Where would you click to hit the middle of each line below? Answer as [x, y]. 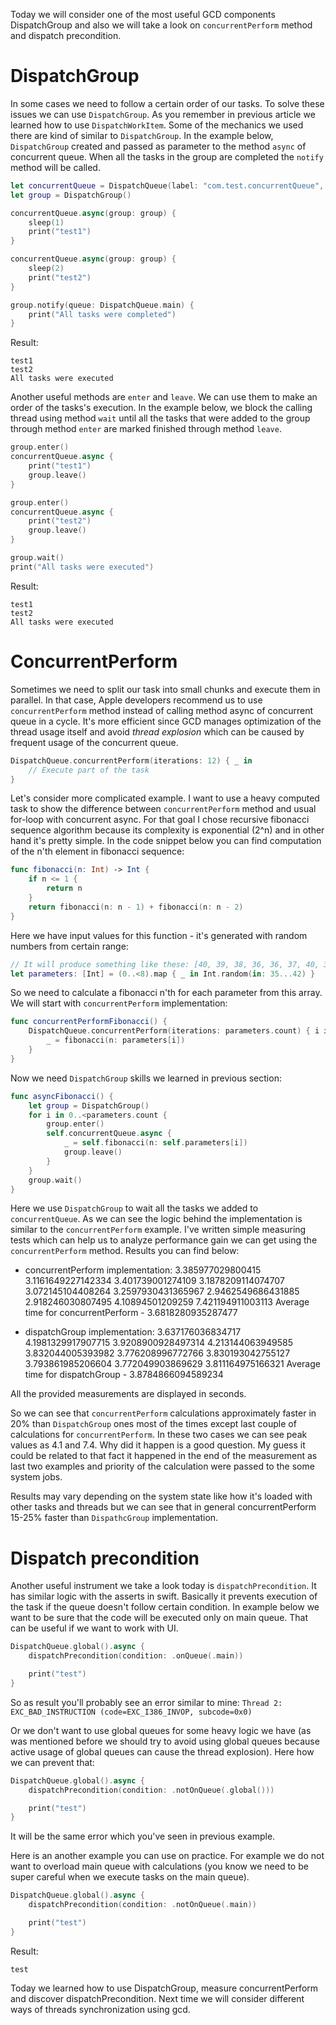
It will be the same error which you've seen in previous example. [143, 1836]
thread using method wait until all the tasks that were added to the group [160, 418]
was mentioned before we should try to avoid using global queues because [165, 1741]
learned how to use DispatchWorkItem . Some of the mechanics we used [157, 125]
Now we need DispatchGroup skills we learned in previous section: [146, 1078]
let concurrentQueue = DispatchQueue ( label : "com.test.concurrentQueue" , [167, 185]
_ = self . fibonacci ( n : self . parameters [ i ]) [155, 1143]
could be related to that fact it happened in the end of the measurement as [164, 1456]
